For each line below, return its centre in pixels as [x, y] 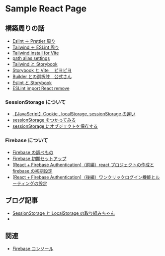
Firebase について [27, 141]
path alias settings [31, 58]
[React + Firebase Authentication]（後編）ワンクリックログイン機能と [84, 177]
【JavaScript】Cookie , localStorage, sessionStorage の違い [74, 114]
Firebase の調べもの [33, 152]
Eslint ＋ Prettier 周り [34, 41]
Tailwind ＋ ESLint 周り [36, 47]
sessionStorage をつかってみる [44, 120]
